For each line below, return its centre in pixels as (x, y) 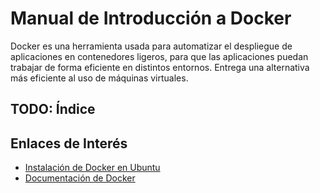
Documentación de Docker (80, 178)
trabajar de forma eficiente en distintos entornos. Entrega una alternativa (160, 67)
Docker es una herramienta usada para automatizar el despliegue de (151, 46)
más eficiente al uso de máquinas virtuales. (99, 78)
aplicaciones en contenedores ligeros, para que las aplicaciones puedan (159, 56)
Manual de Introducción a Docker (151, 18)
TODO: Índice (53, 109)
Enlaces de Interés (69, 143)
